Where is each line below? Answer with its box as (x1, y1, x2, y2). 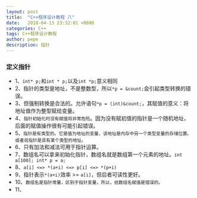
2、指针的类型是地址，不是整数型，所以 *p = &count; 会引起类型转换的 (14, 85, 186, 92)
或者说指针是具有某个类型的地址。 (14, 138, 86, 144)
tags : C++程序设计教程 (6, 31, 57, 37)
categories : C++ (6, 25, 46, 32)
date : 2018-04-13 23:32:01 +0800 (6, 20, 95, 26)
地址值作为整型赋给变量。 (14, 107, 78, 115)
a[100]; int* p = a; (14, 157, 66, 164)
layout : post (6, 8, 39, 15)
